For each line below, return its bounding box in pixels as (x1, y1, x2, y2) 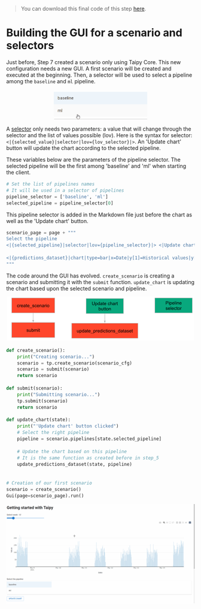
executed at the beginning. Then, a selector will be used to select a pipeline (6, 71, 193, 79)
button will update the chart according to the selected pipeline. (6, 144, 161, 152)
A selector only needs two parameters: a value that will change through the (6, 125, 191, 132)
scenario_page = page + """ (6, 230, 77, 236)
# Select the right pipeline (17, 430, 90, 436)
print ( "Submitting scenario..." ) (17, 391, 100, 397)
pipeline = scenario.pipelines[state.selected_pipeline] (17, 436, 162, 442)
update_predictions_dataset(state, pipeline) (17, 461, 133, 467)
